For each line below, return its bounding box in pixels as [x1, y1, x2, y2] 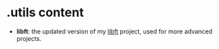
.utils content [6, 5, 84, 20]
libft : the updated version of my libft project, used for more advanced [16, 27, 213, 35]
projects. [16, 34, 42, 42]
